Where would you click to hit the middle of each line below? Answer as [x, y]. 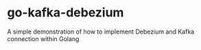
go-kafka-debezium [66, 13]
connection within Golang [43, 38]
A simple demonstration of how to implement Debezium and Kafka [101, 32]
